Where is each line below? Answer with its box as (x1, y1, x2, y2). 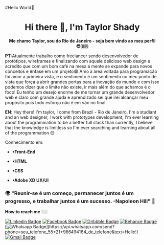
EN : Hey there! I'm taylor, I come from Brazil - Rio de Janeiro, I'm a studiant (5, 109, 157, 115)
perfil (144, 38, 156, 44)
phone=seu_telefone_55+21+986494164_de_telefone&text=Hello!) (5, 229, 139, 235)
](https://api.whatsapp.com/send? (46, 224, 115, 230)
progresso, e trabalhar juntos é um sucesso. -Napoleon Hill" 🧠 (5, 198, 155, 204)
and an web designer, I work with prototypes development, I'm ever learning (5, 114, 159, 120)
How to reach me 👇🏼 (5, 209, 48, 215)
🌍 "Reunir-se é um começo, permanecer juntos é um (5, 190, 134, 197)
